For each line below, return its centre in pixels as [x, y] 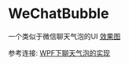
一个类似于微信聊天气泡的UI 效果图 [64, 36]
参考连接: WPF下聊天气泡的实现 [59, 52]
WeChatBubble [59, 14]
